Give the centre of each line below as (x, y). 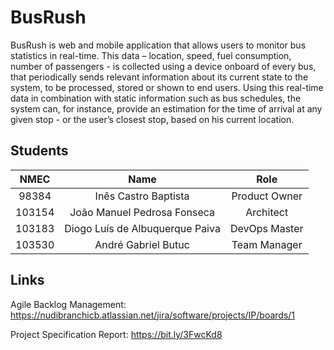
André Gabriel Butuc (142, 244)
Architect (267, 212)
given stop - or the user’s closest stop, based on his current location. (152, 119)
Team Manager (267, 244)
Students (39, 151)
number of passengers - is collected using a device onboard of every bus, (163, 66)
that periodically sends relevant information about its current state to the (159, 77)
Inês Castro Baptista (142, 196)
